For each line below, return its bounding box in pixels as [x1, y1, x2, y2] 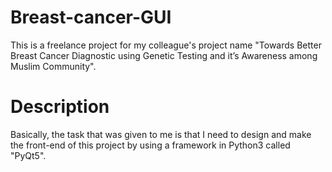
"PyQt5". [10, 149, 47, 161]
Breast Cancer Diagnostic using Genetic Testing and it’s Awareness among [10, 49, 318, 61]
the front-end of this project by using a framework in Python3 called [10, 139, 291, 151]
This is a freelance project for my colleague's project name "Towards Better [10, 39, 322, 51]
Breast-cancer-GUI [10, 6, 172, 29]
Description [10, 96, 110, 118]
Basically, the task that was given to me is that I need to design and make [10, 128, 312, 140]
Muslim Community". [10, 60, 97, 72]
